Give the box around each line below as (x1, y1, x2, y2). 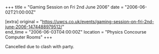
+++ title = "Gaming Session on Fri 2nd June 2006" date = (5, 4, 124, 10)
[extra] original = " (5, 19, 42, 24)
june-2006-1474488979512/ (5, 24, 63, 30)
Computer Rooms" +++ (5, 34, 53, 40)
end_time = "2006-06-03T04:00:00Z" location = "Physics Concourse (5, 29, 147, 35)
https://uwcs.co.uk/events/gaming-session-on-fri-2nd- (41, 19, 154, 24)
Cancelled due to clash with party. (5, 44, 75, 49)
